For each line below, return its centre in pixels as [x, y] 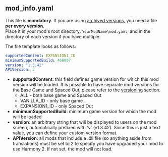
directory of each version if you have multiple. [53, 36]
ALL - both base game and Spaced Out [61, 95]
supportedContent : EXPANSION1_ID [40, 56]
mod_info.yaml [30, 8]
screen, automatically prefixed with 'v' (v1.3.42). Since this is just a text [86, 128]
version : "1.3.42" [24, 65]
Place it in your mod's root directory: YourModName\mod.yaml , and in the [78, 31]
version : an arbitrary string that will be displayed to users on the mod [85, 122]
